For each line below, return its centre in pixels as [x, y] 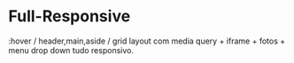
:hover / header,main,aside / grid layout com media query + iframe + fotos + [147, 41]
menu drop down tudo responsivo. [71, 50]
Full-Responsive [70, 16]
